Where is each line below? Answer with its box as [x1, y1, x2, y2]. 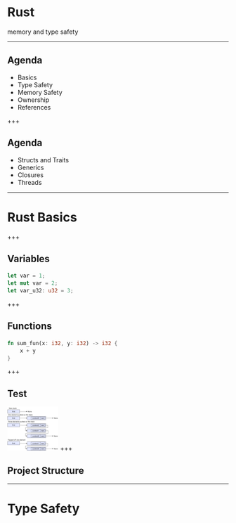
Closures [17, 170, 44, 179]
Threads [17, 178, 42, 186]
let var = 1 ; [7, 272, 46, 280]
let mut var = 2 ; [7, 280, 58, 287]
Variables [7, 252, 51, 264]
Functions [7, 321, 53, 332]
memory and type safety [7, 27, 79, 36]
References [17, 103, 51, 111]
